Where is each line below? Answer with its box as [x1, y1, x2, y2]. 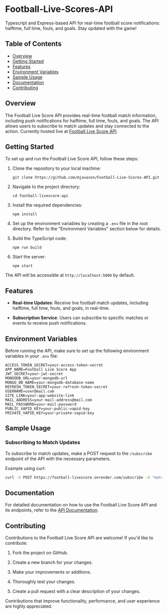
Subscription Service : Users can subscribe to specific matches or [12, 315, 149, 321]
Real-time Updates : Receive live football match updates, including [12, 300, 149, 306]
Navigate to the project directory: [12, 184, 81, 190]
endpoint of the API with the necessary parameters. [5, 456, 111, 462]
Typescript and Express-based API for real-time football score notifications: [5, 20, 161, 26]
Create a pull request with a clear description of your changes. [12, 589, 141, 595]
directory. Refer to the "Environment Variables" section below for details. [12, 226, 162, 232]
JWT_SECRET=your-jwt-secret [5, 371, 64, 376]
